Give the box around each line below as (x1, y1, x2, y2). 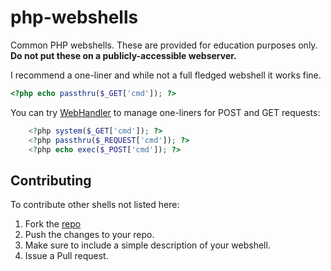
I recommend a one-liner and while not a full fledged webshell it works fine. (10, 69, 322, 81)
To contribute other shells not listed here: (10, 199, 180, 211)
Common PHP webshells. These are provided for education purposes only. (10, 39, 318, 51)
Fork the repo (24, 218, 82, 230)
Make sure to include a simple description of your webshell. (24, 239, 271, 251)
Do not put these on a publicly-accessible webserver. (10, 49, 237, 61)
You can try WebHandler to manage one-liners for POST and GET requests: (10, 106, 321, 118)
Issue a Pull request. (24, 250, 109, 262)
